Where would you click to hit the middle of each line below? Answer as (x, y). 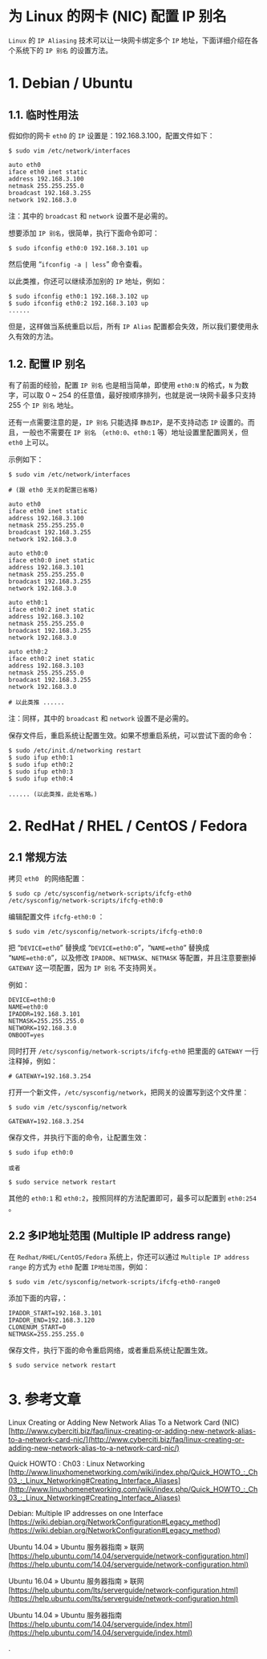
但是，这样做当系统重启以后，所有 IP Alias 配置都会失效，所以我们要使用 (130, 326)
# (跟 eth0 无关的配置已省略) (53, 490)
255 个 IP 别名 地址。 (43, 405)
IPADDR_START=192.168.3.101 (55, 1313)
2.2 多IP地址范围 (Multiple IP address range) (119, 1236)
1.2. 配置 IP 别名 (47, 364)
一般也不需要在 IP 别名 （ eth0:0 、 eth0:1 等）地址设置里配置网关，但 (135, 432)
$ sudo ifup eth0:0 (41, 1152)
